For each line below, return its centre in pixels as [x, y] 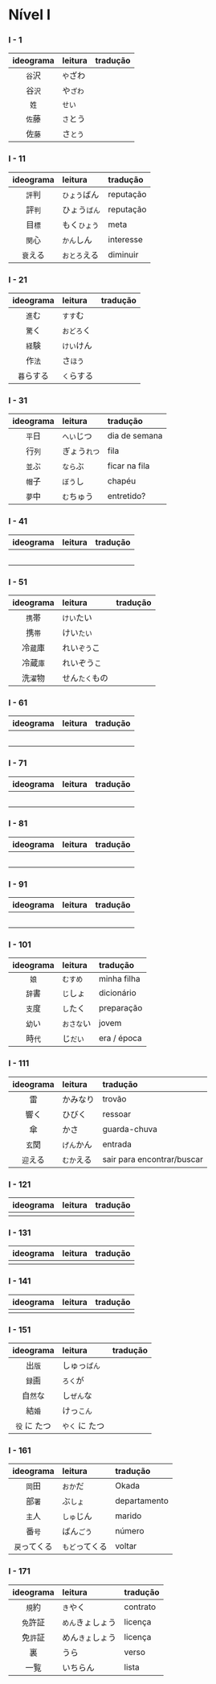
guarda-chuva [130, 1129]
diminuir [123, 254]
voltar [126, 1546]
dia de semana [135, 436]
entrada [117, 1144]
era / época [120, 1038]
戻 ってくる [33, 1546]
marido [128, 1516]
